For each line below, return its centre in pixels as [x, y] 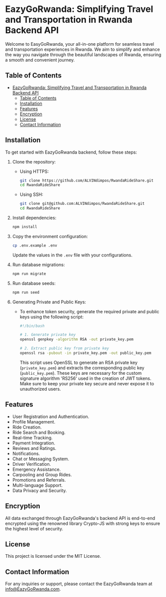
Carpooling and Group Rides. [42, 474]
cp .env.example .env [35, 245]
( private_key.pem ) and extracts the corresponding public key [82, 368]
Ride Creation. [27, 427]
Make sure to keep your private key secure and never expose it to [87, 383]
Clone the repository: [34, 162]
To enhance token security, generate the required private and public [89, 311]
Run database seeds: [34, 283]
